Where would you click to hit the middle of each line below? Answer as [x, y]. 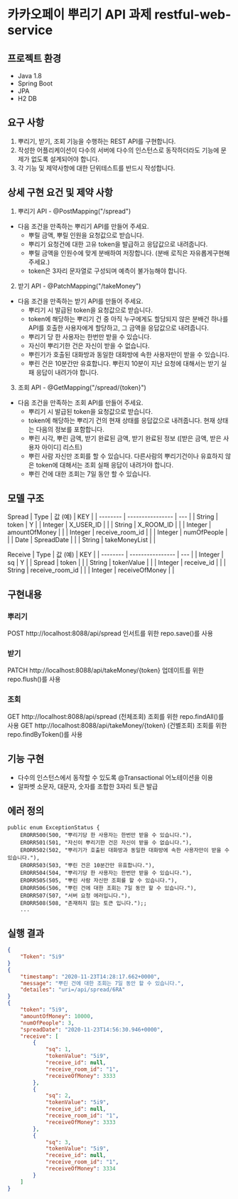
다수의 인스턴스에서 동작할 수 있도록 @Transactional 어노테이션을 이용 [115, 777]
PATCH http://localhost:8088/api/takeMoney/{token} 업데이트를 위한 [106, 670]
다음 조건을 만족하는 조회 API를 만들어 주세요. [80, 403]
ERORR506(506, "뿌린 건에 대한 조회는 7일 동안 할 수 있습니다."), [108, 888]
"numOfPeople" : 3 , [47, 1023]
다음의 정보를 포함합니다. [70, 429]
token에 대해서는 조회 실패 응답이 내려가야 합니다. [105, 464]
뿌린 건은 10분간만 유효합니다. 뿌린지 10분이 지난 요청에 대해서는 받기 [124, 363]
